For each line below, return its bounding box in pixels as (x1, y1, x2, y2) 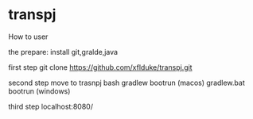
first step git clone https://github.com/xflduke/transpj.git (8, 62, 193, 72)
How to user (8, 32, 49, 41)
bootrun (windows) (8, 86, 71, 96)
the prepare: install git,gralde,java (8, 47, 118, 56)
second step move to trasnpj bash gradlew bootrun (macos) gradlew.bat (8, 78, 245, 87)
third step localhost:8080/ (8, 102, 94, 111)
